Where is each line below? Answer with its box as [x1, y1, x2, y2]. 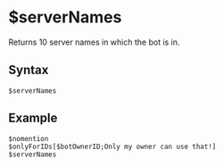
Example [8, 111, 58, 126]
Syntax [8, 63, 49, 78]
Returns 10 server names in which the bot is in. [8, 37, 180, 47]
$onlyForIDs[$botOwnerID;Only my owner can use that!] [8, 142, 217, 151]
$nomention [8, 134, 49, 143]
